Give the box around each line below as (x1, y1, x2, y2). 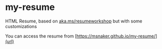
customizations (5, 23, 37, 29)
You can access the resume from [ (5, 33, 77, 39)
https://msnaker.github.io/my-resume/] (76, 33, 157, 39)
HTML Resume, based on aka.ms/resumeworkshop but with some (5, 18, 142, 24)
